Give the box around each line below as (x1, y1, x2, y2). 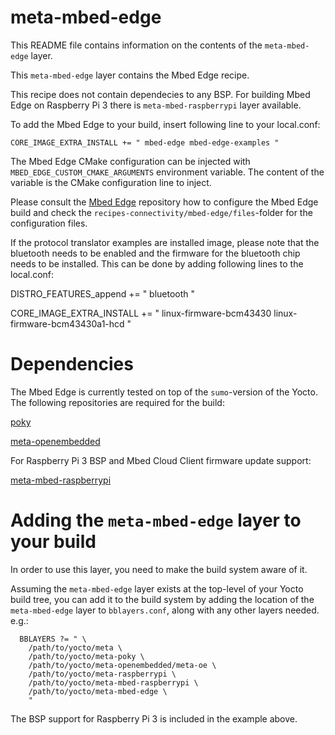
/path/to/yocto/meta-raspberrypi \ (28, 669, 177, 679)
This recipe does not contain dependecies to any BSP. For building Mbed (10, 88, 311, 100)
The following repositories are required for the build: (10, 396, 225, 408)
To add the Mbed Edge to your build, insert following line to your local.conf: (10, 118, 321, 130)
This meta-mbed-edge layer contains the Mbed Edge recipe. (10, 69, 250, 81)
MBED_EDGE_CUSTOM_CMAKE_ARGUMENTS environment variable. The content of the (10, 166, 325, 178)
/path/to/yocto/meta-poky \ (28, 651, 145, 661)
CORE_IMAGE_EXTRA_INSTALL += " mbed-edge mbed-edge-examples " (10, 137, 280, 148)
